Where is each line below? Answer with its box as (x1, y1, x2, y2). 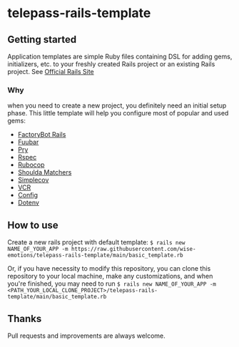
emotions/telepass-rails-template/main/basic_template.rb (7, 252, 183, 259)
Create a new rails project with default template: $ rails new (7, 238, 185, 247)
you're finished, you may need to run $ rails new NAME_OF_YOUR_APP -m (7, 279, 216, 288)
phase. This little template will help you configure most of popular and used (7, 109, 229, 118)
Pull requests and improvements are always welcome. (7, 331, 166, 340)
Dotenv (17, 198, 39, 207)
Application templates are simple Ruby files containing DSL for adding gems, (7, 52, 233, 61)
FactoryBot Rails (17, 130, 66, 139)
